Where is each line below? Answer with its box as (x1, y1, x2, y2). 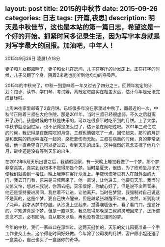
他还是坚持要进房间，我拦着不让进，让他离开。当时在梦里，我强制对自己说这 (5, 189, 160, 195)
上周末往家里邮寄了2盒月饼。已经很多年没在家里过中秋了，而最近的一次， (5, 105, 154, 111)
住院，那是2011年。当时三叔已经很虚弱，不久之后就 (48, 111, 152, 117)
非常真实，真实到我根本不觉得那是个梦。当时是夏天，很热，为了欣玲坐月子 (5, 165, 156, 170)
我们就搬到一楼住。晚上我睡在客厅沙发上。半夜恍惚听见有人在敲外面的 (9, 171, 151, 177)
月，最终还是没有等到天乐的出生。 (5, 148, 74, 154)
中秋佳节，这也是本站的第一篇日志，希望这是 (18, 23, 154, 31)
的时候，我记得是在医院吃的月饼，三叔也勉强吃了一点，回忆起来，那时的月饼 (5, 130, 160, 136)
